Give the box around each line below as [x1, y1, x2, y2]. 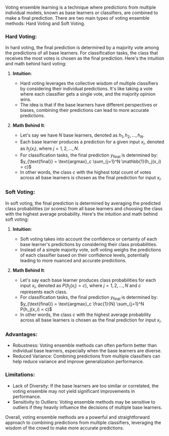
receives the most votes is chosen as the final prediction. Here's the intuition [5, 55, 164, 61]
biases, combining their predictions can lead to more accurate [20, 107, 149, 113]
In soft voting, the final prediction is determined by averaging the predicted [5, 200, 161, 206]
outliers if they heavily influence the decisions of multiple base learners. [12, 404, 162, 410]
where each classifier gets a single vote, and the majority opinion [20, 91, 156, 97]
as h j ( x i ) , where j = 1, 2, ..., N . [20, 145, 79, 152]
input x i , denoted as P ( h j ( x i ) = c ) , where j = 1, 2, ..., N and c [20, 282, 141, 290]
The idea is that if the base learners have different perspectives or [20, 102, 158, 108]
